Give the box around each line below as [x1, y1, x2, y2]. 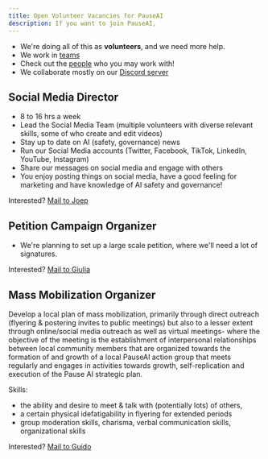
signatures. [19, 249, 58, 258]
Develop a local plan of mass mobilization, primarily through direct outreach [8, 309, 260, 319]
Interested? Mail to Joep [8, 196, 89, 205]
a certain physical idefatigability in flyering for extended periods [19, 408, 233, 419]
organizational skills [19, 426, 86, 436]
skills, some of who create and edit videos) [19, 129, 163, 139]
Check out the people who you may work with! [19, 58, 175, 68]
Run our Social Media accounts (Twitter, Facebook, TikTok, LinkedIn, [19, 146, 247, 155]
